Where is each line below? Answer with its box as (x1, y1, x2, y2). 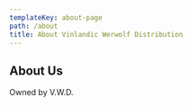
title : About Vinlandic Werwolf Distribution (9, 30, 183, 39)
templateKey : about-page (9, 13, 103, 22)
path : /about (9, 22, 59, 31)
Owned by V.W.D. (9, 87, 74, 98)
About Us (9, 63, 63, 78)
